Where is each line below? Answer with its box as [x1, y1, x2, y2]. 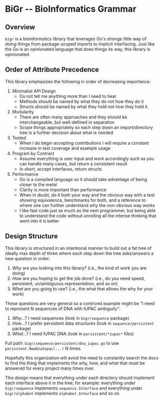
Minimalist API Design [12, 88, 56, 94]
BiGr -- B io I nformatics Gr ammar [5, 3, 137, 15]
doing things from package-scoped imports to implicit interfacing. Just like [5, 41, 155, 47]
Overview [5, 23, 36, 31]
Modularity [12, 109, 34, 114]
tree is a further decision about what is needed [19, 130, 113, 135]
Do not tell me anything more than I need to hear [19, 93, 117, 99]
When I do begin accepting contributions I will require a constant [19, 140, 149, 146]
